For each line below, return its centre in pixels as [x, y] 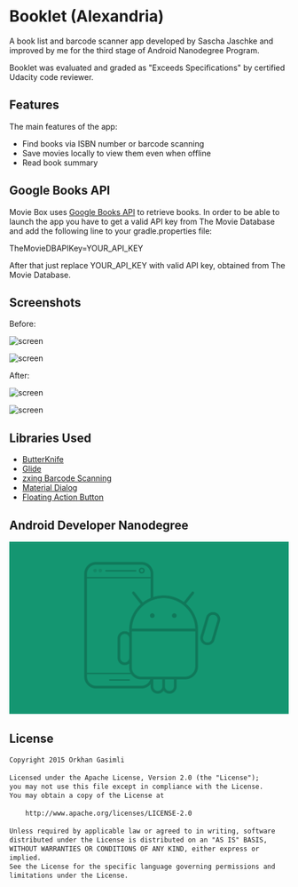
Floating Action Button [63, 497]
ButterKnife [43, 459]
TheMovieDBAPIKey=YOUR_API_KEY [76, 248]
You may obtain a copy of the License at [87, 796]
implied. [25, 858]
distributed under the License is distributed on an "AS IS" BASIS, [138, 840]
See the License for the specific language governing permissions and [142, 867]
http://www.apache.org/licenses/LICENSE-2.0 [109, 814]
